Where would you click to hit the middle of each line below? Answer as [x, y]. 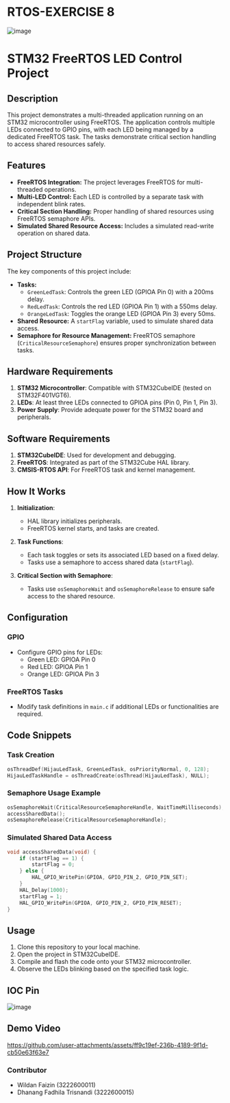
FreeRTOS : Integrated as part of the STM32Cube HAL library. [103, 463]
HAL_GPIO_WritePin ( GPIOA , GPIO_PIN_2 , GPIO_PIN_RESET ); [101, 903]
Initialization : [36, 508]
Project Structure [44, 255]
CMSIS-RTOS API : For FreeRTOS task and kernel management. [106, 470]
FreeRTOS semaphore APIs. [56, 218]
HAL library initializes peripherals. [75, 521]
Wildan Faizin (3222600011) [56, 1085]
